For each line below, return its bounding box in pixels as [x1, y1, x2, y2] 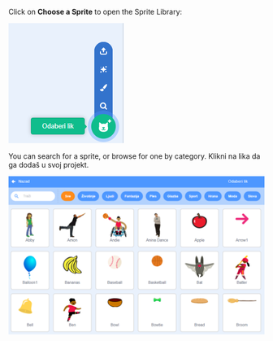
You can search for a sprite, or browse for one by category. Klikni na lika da [8, 151, 261, 161]
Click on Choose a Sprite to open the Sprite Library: [8, 7, 183, 16]
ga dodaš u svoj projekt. [8, 160, 89, 169]
